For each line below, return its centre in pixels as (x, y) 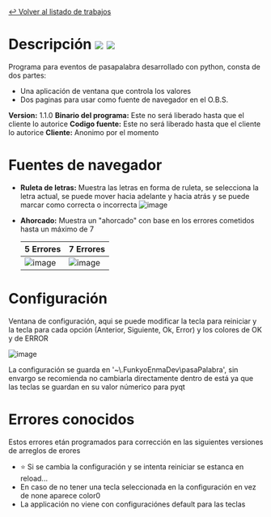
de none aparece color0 (60, 495)
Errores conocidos (72, 419)
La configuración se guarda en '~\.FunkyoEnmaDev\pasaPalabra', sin (123, 369)
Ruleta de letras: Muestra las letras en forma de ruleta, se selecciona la (139, 187)
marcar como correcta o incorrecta (78, 205)
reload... (34, 478)
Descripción (50, 44)
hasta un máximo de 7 (57, 229)
